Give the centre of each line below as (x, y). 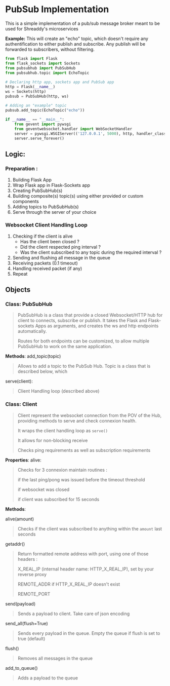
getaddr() (15, 544)
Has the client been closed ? (50, 241)
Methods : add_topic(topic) (33, 356)
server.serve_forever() (39, 138)
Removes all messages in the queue (55, 658)
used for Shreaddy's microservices (42, 28)
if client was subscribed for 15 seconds (58, 499)
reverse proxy (32, 574)
